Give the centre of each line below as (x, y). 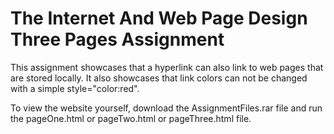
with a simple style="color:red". (75, 88)
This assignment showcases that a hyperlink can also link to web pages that (167, 67)
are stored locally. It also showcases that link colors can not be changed (159, 78)
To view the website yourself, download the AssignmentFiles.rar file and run (166, 108)
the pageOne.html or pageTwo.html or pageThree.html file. (131, 118)
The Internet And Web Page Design (159, 18)
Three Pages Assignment (117, 39)
